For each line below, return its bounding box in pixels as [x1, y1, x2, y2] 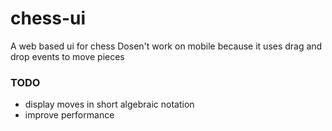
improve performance [24, 109, 115, 121]
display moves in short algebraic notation [24, 98, 195, 111]
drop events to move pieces [10, 50, 125, 62]
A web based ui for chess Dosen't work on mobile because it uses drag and [10, 40, 323, 52]
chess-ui [10, 7, 87, 30]
